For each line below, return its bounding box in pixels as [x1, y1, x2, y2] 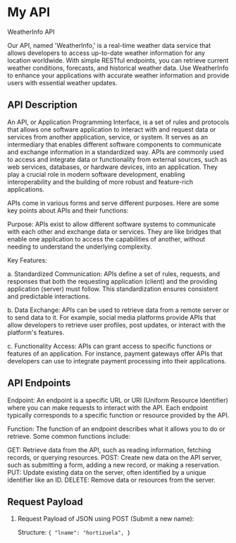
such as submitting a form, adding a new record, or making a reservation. [7, 461, 221, 469]
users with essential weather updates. [7, 78, 118, 87]
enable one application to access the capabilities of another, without [7, 235, 206, 243]
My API [7, 4, 51, 20]
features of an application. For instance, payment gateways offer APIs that [7, 349, 223, 358]
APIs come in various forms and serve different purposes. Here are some [7, 199, 220, 207]
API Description [7, 99, 77, 111]
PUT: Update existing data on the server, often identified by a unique [7, 468, 206, 476]
